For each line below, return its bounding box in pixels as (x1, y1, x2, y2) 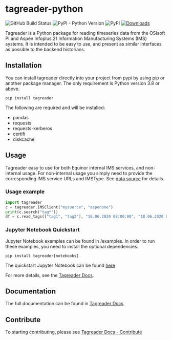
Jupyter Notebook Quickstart (5, 226, 80, 233)
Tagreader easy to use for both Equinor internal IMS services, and (5, 164, 144, 171)
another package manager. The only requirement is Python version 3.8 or (5, 80, 160, 86)
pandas (12, 114, 29, 120)
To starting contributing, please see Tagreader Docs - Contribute (5, 329, 142, 335)
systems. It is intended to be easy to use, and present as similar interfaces (5, 40, 162, 47)
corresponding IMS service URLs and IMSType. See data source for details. (5, 175, 165, 182)
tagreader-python (5, 3, 83, 15)
